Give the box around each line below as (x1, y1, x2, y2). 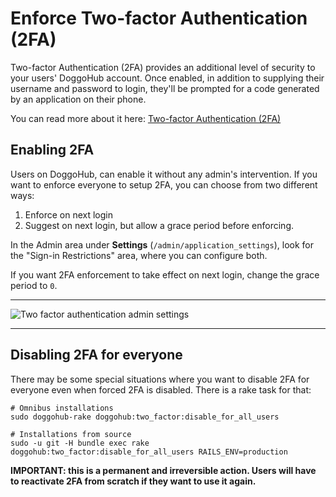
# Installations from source (10, 429, 132, 439)
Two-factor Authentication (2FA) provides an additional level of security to (10, 61, 316, 73)
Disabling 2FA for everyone (10, 347, 183, 364)
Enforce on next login (24, 208, 113, 221)
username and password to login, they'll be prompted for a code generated (10, 82, 320, 94)
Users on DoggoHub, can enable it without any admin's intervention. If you (10, 168, 318, 180)
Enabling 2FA (10, 142, 95, 159)
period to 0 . (10, 279, 58, 291)
